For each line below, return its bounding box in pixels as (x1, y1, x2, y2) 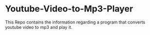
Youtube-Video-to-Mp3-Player (5, 3, 133, 14)
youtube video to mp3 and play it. (5, 24, 73, 30)
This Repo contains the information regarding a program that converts (5, 19, 145, 25)
